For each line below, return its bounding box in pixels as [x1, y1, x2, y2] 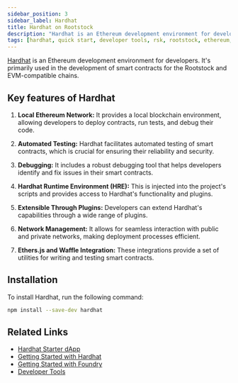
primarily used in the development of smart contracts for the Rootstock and [7, 64, 227, 72]
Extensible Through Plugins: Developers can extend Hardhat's [17, 203, 203, 211]
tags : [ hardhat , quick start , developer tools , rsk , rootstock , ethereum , [7, 37, 233, 44]
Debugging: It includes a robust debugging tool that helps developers [17, 160, 222, 169]
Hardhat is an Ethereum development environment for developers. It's [7, 56, 211, 65]
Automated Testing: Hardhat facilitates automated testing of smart [17, 139, 214, 148]
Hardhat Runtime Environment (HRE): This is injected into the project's [17, 182, 227, 190]
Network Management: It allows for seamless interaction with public [17, 224, 219, 233]
